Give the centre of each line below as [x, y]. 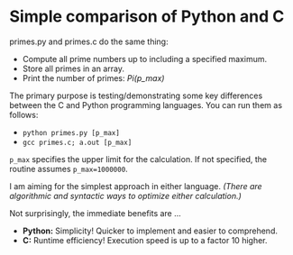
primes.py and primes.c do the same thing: [89, 41]
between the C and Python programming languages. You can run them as [146, 105]
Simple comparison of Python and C [147, 17]
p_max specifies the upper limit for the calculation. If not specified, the [138, 159]
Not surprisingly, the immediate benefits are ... [96, 213]
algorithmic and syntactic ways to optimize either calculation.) [125, 196]
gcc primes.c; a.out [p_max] [77, 142]
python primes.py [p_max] [71, 132]
